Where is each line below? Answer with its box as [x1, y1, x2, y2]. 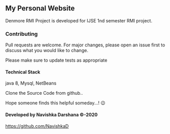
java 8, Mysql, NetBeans [5, 80, 57, 86]
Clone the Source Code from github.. [5, 90, 83, 96]
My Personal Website [5, 4, 75, 13]
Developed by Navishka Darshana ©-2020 [5, 112, 98, 118]
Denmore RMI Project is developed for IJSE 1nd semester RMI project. [5, 17, 153, 23]
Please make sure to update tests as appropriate [5, 57, 108, 63]
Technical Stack [5, 69, 40, 75]
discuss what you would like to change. [5, 47, 89, 53]
